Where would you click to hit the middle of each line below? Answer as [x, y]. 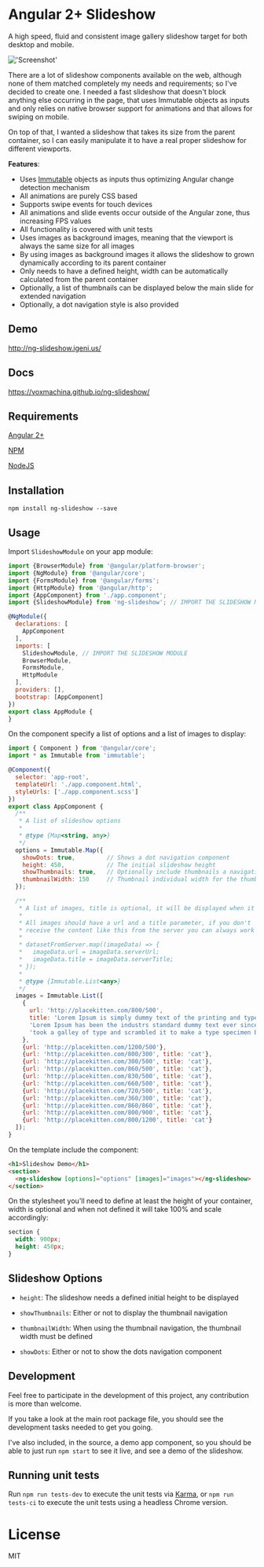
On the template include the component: [73, 1150]
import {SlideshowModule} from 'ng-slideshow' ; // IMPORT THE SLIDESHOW [130, 603]
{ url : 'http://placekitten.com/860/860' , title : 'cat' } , [117, 1106]
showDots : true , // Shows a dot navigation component [126, 857]
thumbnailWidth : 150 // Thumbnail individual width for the [130, 879]
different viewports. [40, 149]
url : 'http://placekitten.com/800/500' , [96, 1011]
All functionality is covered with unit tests [86, 229]
